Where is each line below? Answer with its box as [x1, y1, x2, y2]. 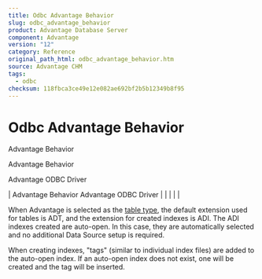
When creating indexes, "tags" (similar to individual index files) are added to [8, 245, 255, 255]
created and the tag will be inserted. [8, 262, 126, 272]
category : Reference [8, 48, 76, 56]
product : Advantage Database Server [8, 26, 128, 34]
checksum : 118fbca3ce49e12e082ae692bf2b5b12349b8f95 [8, 84, 185, 93]
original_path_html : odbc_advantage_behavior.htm [8, 56, 175, 64]
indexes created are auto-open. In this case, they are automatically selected [8, 222, 254, 232]
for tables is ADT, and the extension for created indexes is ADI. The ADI [8, 214, 240, 223]
